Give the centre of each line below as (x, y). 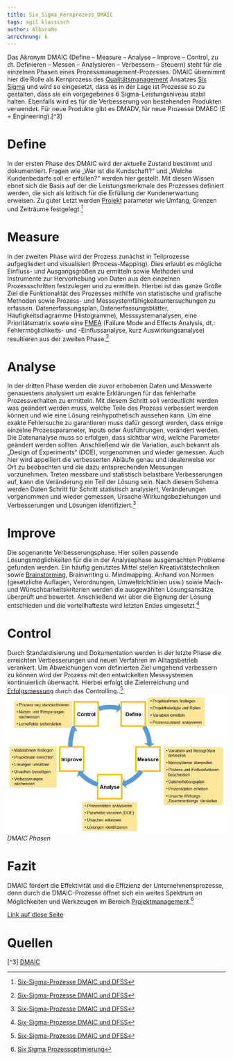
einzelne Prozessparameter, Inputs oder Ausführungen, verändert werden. (113, 430)
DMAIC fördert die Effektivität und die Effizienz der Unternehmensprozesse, (115, 885)
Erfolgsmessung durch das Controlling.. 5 (65, 690)
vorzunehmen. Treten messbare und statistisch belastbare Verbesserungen (115, 474)
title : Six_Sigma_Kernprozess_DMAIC (60, 15)
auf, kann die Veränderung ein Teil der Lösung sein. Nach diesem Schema (113, 482)
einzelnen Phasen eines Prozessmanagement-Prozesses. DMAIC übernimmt (116, 72)
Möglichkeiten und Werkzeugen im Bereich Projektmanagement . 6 (101, 901)
